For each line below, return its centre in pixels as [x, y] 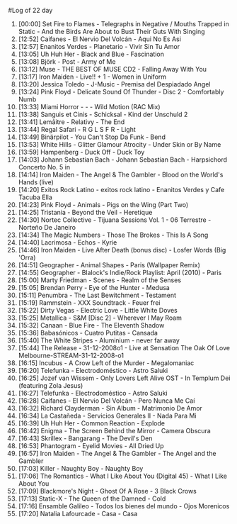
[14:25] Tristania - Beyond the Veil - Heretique [85, 212]
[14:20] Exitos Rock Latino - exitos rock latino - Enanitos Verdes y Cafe [121, 190]
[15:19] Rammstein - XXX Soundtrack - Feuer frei [89, 303]
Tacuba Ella [35, 197]
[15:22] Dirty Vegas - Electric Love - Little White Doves [98, 310]
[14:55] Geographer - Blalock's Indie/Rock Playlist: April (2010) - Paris [120, 273]
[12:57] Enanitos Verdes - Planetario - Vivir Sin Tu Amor [99, 46]
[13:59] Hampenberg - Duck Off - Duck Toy [81, 152]
